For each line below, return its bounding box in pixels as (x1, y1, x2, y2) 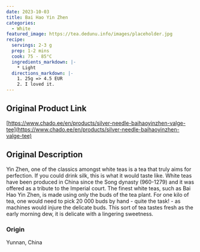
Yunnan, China (6, 238, 43, 246)
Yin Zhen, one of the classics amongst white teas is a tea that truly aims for (6, 166, 192, 173)
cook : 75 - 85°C (11, 53, 52, 59)
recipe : (6, 37, 26, 43)
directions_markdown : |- (11, 70, 74, 76)
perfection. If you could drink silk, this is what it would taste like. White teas (6, 172, 192, 179)
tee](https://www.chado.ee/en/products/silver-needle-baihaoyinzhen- (6, 125, 180, 133)
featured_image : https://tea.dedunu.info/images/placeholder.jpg (6, 31, 172, 37)
